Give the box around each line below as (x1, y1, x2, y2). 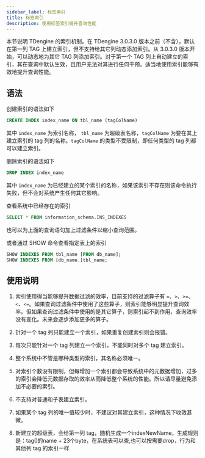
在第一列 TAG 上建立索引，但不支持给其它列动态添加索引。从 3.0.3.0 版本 (6, 45, 190, 53)
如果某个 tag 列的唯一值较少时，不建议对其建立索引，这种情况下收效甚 (15, 409, 192, 416)
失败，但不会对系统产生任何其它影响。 (6, 189, 103, 196)
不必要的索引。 (20, 383, 59, 390)
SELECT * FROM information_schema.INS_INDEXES (6, 214, 127, 220)
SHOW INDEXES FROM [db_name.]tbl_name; (6, 257, 108, 263)
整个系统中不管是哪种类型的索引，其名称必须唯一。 (15, 355, 144, 362)
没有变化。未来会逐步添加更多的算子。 (15, 316, 112, 323)
